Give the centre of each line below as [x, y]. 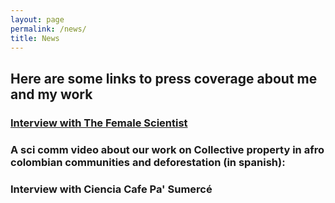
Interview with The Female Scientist [99, 123]
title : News [35, 38]
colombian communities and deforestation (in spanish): [148, 162]
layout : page [37, 19]
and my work [51, 94]
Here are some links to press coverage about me [164, 78]
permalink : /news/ [48, 29]
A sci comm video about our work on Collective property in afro [167, 149]
